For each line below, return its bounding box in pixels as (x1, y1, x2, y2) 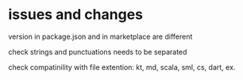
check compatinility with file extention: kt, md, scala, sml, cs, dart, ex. (8, 62, 236, 72)
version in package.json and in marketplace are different (8, 32, 193, 41)
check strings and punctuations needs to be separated (8, 47, 187, 56)
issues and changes (8, 6, 143, 24)
